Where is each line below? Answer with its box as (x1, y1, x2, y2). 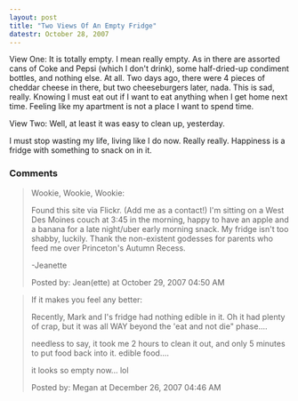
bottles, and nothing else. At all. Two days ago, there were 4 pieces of (9, 73, 265, 84)
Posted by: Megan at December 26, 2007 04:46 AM (30, 381, 221, 392)
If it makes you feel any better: (30, 294, 143, 305)
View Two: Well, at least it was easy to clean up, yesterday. (9, 118, 225, 129)
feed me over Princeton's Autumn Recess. (30, 242, 186, 253)
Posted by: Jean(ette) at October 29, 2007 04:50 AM (30, 277, 225, 287)
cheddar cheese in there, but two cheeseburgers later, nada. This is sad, (9, 82, 275, 93)
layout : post (9, 12, 58, 22)
